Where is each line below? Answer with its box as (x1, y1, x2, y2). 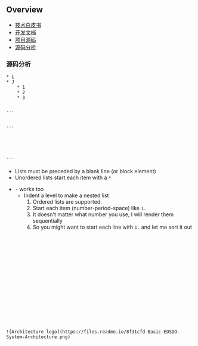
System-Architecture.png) (6, 334, 70, 340)
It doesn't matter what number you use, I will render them (32, 211, 174, 218)
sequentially (32, 217, 63, 225)
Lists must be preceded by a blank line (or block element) (14, 168, 156, 175)
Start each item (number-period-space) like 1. (32, 205, 147, 212)
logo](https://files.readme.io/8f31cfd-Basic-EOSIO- (46, 329, 180, 335)
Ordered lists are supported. (32, 198, 103, 205)
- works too (14, 186, 44, 193)
